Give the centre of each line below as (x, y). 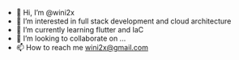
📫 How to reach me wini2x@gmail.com (82, 47)
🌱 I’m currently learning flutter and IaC (80, 30)
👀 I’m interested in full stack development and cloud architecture (124, 21)
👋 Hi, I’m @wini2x (45, 13)
